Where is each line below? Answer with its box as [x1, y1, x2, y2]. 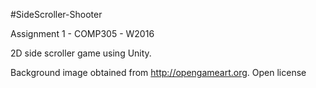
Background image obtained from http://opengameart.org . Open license [10, 67, 307, 78]
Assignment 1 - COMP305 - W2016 [10, 28, 155, 39]
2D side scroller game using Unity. [10, 47, 152, 59]
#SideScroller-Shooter [10, 9, 103, 20]
